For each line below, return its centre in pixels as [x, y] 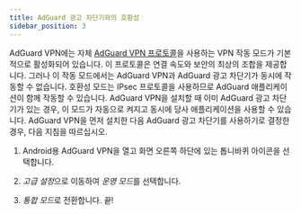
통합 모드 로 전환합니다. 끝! [68, 200]
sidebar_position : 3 [48, 26]
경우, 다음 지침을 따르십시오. [58, 131]
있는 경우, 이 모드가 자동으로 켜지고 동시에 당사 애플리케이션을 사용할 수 [150, 109]
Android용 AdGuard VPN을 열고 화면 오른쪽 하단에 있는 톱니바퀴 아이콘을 [151, 150]
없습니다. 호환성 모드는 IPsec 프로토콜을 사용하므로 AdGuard [142, 86]
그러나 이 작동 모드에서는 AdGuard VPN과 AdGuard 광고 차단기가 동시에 [155, 75]
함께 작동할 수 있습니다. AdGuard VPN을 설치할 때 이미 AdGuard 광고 [148, 98]
